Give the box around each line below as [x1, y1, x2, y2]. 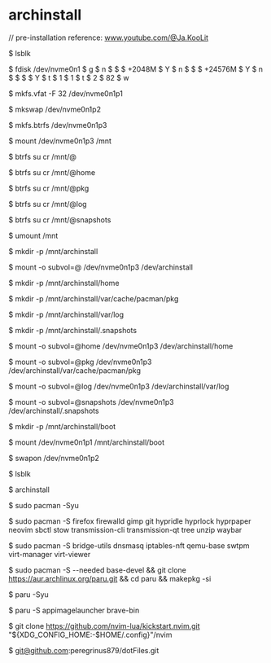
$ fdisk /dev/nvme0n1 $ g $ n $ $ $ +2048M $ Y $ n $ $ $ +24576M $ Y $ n [8, 64, 263, 74]
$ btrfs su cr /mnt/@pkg [8, 183, 90, 193]
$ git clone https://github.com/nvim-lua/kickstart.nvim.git [8, 621, 201, 630]
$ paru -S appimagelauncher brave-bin [8, 605, 140, 615]
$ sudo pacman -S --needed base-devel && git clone [8, 564, 187, 575]
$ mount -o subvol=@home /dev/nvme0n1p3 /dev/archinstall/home [8, 340, 234, 351]
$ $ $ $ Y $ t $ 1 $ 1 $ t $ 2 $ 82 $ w [8, 72, 129, 82]
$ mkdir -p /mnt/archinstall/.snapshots [8, 325, 137, 335]
